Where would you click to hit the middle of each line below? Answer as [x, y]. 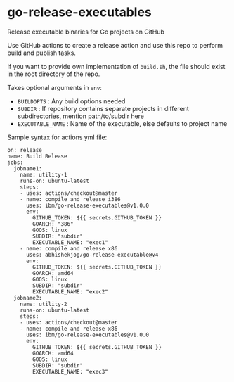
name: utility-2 [44, 304]
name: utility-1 [44, 174]
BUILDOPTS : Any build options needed [71, 101]
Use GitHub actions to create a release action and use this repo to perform [115, 45]
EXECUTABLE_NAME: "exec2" [71, 292]
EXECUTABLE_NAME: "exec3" [71, 371]
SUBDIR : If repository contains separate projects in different [103, 108]
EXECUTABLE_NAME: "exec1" [71, 242]
